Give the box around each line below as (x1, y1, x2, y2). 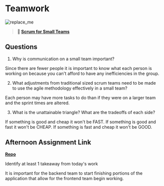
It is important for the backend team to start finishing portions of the (5, 170, 143, 176)
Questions (5, 43, 38, 51)
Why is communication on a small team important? (12, 56, 114, 62)
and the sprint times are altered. (5, 100, 70, 106)
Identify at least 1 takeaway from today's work (5, 161, 98, 166)
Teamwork (5, 3, 50, 14)
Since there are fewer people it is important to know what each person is (5, 65, 152, 71)
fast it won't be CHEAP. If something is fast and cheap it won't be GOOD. (5, 124, 152, 130)
